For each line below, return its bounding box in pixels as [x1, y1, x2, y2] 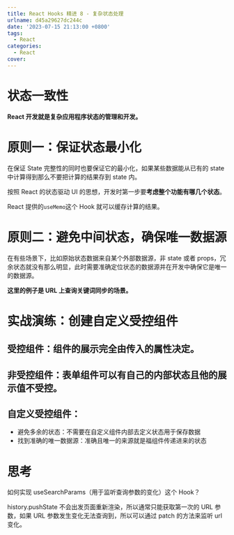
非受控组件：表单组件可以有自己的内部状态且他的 [7, 369, 218, 381]
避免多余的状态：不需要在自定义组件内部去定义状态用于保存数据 [17, 427, 201, 437]
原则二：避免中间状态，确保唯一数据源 [7, 229, 228, 245]
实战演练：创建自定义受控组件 [7, 313, 179, 329]
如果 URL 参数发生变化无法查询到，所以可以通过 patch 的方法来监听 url [19, 511, 223, 520]
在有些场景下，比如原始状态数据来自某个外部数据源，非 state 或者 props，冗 [7, 254, 226, 262]
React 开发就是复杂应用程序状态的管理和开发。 [7, 112, 142, 121]
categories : [7, 43, 42, 50]
